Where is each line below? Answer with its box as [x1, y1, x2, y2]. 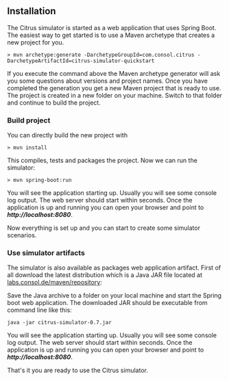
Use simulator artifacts [7, 248, 86, 258]
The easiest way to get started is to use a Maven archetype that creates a [7, 31, 215, 39]
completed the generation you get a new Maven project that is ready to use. [7, 83, 221, 92]
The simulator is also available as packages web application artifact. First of [7, 263, 221, 272]
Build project [7, 116, 51, 125]
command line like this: [7, 306, 72, 314]
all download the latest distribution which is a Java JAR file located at [7, 271, 203, 279]
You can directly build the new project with [7, 131, 128, 140]
